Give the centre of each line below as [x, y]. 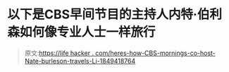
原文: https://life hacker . [59, 53]
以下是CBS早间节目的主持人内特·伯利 [114, 14]
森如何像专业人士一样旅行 [82, 32]
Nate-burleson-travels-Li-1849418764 [80, 61]
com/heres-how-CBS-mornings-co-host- [155, 53]
